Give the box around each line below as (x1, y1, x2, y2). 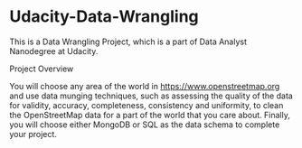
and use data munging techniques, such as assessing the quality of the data (9, 90, 294, 101)
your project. (9, 128, 57, 139)
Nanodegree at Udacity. (9, 45, 99, 56)
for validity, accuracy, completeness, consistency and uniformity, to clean (9, 99, 284, 110)
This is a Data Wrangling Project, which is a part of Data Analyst (9, 36, 247, 47)
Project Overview (9, 63, 74, 74)
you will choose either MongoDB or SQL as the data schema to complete (9, 119, 280, 130)
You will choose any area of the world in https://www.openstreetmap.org (9, 80, 280, 91)
